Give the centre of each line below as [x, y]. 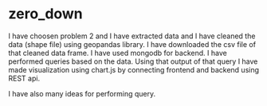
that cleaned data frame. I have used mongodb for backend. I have [118, 53]
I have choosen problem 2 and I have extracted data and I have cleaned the [132, 36]
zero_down [46, 14]
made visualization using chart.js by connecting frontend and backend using [134, 69]
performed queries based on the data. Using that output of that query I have [133, 61]
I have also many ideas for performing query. [82, 93]
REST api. [24, 78]
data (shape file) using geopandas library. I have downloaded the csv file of [132, 44]
